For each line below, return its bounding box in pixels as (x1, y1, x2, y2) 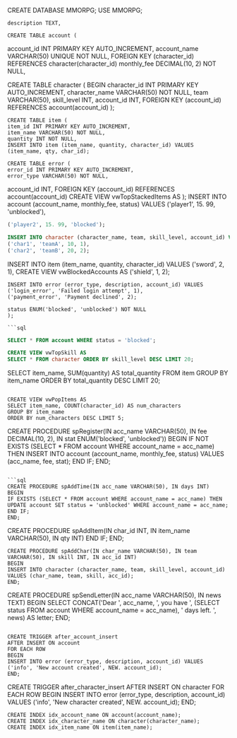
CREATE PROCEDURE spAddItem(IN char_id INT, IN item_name (7, 527, 190, 535)
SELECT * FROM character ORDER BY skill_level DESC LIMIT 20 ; (7, 356, 194, 363)
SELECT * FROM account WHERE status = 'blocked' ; (7, 336, 157, 344)
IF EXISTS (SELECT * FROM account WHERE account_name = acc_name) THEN (7, 496, 222, 503)
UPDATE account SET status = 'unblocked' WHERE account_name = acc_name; (7, 502, 229, 509)
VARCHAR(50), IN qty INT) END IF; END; (7, 534, 125, 543)
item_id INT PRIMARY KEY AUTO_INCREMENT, (7, 123, 131, 130)
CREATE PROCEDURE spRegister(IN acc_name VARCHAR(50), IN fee (7, 427, 207, 435)
